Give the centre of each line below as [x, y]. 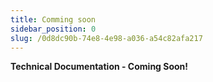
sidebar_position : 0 [53, 29]
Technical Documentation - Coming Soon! [99, 67]
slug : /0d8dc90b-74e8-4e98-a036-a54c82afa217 [106, 38]
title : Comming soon [53, 19]
